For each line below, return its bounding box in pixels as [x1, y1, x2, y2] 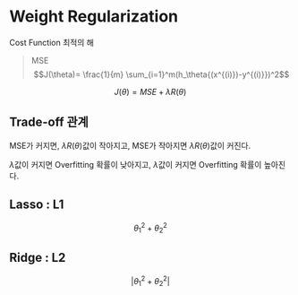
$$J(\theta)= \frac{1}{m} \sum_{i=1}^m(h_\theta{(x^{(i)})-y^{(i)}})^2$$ [33, 69, 290, 80]
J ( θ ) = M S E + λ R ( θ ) [114, 86, 187, 97]
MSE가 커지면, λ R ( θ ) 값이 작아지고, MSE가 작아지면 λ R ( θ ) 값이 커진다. [9, 140, 251, 151]
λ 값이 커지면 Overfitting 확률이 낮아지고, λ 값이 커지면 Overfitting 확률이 [9, 159, 262, 169]
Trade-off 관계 [9, 115, 89, 130]
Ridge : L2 [9, 250, 66, 265]
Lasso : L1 [9, 197, 64, 213]
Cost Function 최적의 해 [9, 37, 94, 48]
